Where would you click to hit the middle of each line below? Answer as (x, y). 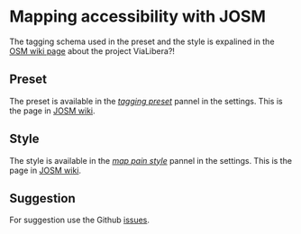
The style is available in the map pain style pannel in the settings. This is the (151, 160)
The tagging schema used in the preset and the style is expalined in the (142, 41)
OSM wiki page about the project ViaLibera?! (92, 50)
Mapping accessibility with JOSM (137, 17)
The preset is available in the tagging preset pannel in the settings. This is (146, 101)
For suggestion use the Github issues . (80, 220)
